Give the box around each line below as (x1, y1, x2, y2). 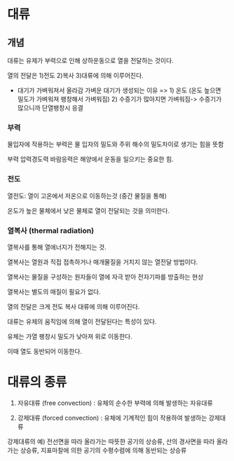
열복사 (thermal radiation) (7, 226, 95, 235)
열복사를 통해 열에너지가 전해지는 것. (7, 242, 106, 251)
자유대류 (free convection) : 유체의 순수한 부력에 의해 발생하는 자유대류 (17, 399, 214, 407)
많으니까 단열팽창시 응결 (17, 104, 84, 112)
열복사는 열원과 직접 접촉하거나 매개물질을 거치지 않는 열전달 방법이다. (7, 257, 198, 266)
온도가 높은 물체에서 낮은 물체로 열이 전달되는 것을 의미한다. (7, 206, 170, 214)
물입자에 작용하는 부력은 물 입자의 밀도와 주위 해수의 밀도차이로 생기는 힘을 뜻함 (7, 140, 224, 149)
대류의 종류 (7, 374, 67, 390)
